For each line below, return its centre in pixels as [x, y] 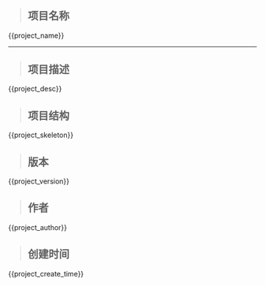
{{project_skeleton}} [41, 135]
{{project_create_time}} [46, 273]
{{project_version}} [39, 181]
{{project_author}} [38, 227]
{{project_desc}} [35, 89]
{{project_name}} [36, 35]
